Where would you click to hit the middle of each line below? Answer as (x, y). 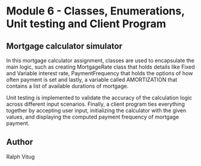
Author (19, 142)
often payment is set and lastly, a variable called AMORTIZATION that (92, 80)
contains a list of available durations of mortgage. (67, 86)
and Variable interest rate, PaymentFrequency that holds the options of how (100, 73)
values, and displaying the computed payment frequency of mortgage (93, 117)
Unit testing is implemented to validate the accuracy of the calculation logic (99, 98)
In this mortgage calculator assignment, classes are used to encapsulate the (100, 60)
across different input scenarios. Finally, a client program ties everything (95, 104)
